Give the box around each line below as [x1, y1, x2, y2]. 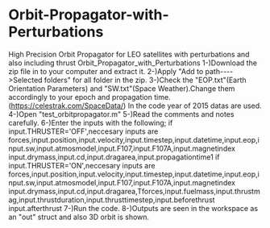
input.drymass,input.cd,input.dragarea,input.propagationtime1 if [8, 151, 220, 162]
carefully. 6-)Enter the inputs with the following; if [8, 118, 173, 127]
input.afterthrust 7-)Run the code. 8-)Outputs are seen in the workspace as [8, 203, 259, 213]
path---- [205, 66, 234, 76]
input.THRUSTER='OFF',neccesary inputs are [8, 126, 159, 136]
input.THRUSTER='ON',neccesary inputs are [8, 160, 156, 170]
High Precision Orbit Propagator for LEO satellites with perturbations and [8, 49, 250, 59]
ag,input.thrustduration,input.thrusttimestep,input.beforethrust [8, 195, 215, 205]
